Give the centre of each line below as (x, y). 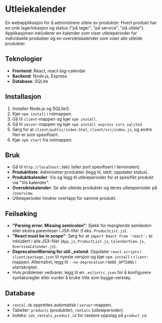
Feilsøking (21, 214)
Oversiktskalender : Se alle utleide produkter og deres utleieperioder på (85, 188)
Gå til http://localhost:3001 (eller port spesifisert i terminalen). (76, 167)
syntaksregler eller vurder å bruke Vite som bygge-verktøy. (72, 278)
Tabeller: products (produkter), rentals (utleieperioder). (68, 310)
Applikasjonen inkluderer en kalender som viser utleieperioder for (71, 33)
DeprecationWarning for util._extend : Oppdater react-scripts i (77, 252)
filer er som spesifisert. (35, 135)
